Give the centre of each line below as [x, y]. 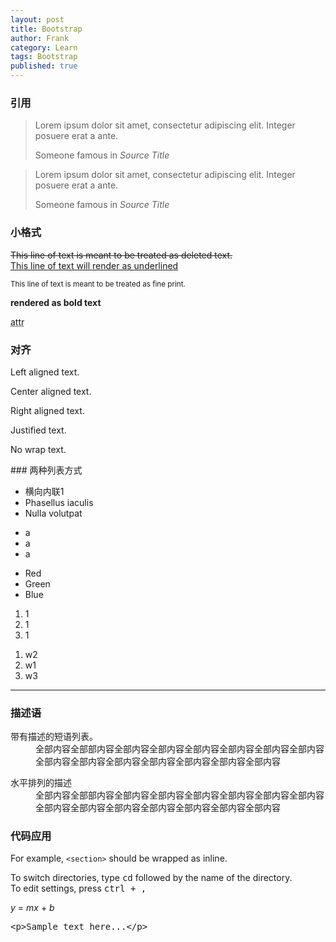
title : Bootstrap [46, 29]
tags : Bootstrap [44, 57]
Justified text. [38, 430]
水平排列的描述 [41, 783]
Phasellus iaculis [59, 502]
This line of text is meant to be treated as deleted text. [121, 255]
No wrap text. [38, 449]
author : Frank [40, 38]
